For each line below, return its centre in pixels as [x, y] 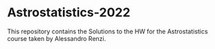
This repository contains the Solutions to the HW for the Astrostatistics [108, 31]
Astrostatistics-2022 [69, 13]
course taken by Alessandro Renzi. [57, 38]
